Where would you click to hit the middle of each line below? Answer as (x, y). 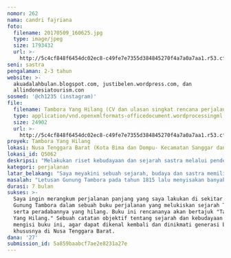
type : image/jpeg (38, 39)
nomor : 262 (23, 13)
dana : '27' (23, 237)
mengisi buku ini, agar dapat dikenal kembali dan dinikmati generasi (117, 224)
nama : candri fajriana (40, 20)
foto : (15, 26)
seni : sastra (26, 65)
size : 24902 (31, 122)
